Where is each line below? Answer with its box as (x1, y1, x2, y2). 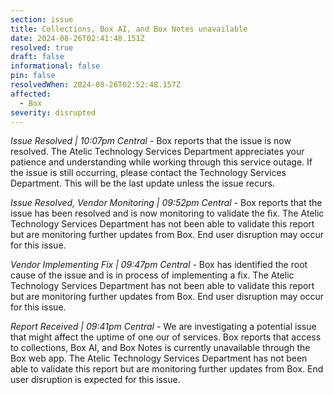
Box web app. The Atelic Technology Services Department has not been (10, 352, 308, 365)
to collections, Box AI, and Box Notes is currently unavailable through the (10, 342, 311, 354)
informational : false (10, 61, 101, 71)
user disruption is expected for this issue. (10, 374, 181, 386)
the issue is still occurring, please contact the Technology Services (10, 167, 287, 179)
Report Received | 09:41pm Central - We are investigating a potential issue (10, 321, 317, 333)
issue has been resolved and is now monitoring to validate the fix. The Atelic (10, 207, 325, 220)
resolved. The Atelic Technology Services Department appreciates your (10, 146, 305, 158)
